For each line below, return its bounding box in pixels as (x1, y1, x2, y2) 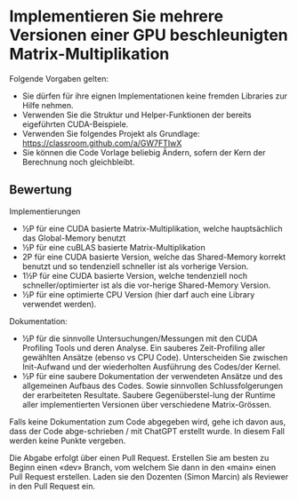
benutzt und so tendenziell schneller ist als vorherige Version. (21, 260, 249, 272)
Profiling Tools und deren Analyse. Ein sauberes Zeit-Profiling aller (21, 342, 266, 353)
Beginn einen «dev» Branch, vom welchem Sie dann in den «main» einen (9, 462, 277, 472)
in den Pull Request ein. (9, 480, 96, 491)
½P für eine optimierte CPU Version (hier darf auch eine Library (21, 289, 255, 299)
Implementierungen (9, 206, 81, 217)
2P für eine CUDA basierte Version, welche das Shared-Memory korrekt (21, 251, 286, 262)
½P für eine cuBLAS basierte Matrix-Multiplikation (21, 242, 206, 252)
